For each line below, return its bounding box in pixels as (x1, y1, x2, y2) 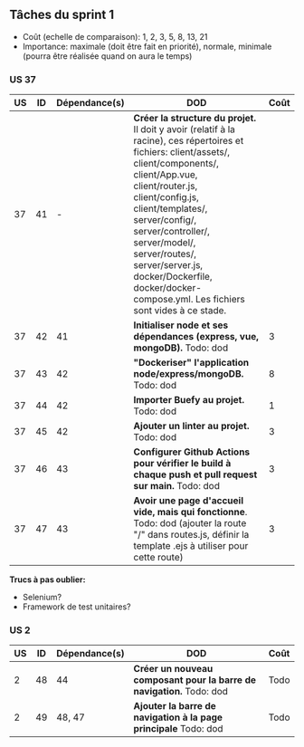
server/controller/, (133, 225, 211, 238)
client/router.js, (133, 180, 198, 193)
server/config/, (133, 214, 197, 226)
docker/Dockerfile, (133, 271, 213, 283)
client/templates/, (133, 203, 208, 215)
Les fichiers (195, 293, 246, 306)
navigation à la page (133, 711, 223, 723)
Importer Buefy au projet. (133, 394, 245, 407)
